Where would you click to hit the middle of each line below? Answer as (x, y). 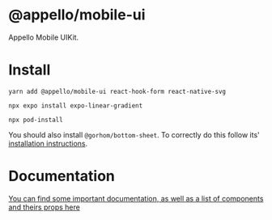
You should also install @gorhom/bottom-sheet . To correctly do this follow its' (134, 134)
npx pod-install (36, 120)
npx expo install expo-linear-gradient (76, 106)
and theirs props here (45, 207)
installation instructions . (48, 143)
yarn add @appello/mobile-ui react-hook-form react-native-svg (117, 91)
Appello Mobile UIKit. (44, 37)
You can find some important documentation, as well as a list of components (136, 198)
